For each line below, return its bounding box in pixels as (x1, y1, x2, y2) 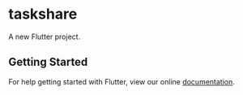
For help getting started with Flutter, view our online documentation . (8, 76, 235, 86)
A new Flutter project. (8, 32, 81, 41)
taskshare (8, 5, 78, 24)
